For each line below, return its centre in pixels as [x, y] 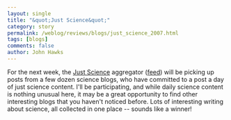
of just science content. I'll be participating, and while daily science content [115, 87]
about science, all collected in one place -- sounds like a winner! [100, 109]
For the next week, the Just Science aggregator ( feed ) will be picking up [111, 72]
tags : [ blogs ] [28, 40]
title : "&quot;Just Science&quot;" [59, 20]
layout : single [29, 14]
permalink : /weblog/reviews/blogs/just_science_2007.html [93, 33]
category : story [31, 26]
